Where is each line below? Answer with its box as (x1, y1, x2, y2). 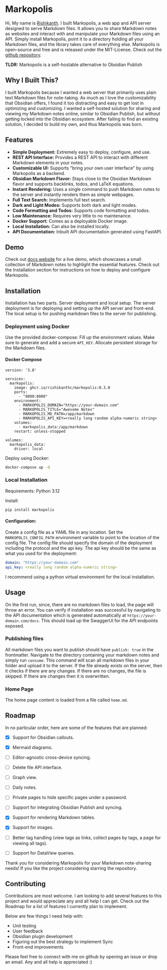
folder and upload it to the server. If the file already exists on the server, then (5, 662, 163, 668)
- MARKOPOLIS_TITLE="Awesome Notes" (18, 407, 95, 412)
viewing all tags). (12, 840, 47, 846)
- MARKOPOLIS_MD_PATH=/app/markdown (18, 411, 95, 416)
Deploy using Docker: (5, 455, 50, 461)
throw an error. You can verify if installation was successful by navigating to (5, 607, 161, 613)
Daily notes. (12, 785, 37, 791)
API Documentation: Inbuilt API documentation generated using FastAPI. (12, 228, 163, 234)
